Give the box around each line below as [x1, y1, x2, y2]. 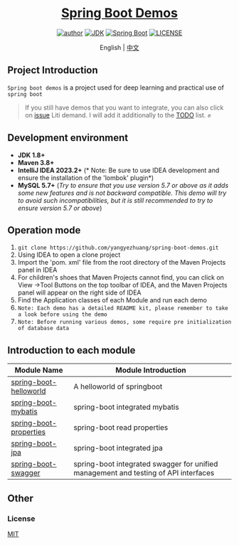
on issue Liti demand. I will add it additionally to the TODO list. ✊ [24, 110, 211, 119]
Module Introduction [115, 365, 186, 375]
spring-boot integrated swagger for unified [73, 459, 218, 469]
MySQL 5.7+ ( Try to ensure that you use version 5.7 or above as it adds [17, 181, 229, 189]
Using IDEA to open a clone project [17, 250, 121, 259]
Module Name [14, 365, 63, 375]
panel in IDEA [17, 265, 58, 275]
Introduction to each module [7, 344, 136, 356]
